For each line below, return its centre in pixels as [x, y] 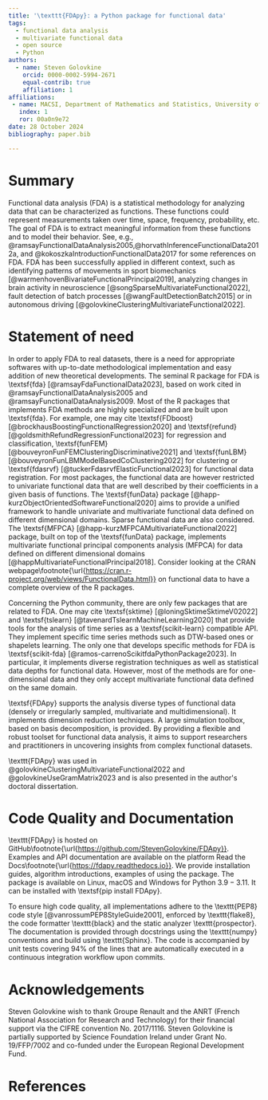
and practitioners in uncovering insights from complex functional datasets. [130, 745]
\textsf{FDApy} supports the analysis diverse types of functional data [122, 703]
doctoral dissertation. [43, 786]
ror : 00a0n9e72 [44, 120]
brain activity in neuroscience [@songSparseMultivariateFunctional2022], [129, 287]
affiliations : [32, 97]
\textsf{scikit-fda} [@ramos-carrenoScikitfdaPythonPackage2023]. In [122, 654]
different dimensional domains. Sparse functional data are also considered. [132, 520]
